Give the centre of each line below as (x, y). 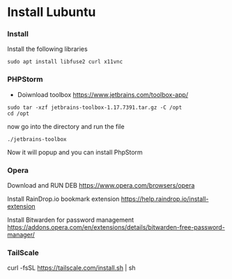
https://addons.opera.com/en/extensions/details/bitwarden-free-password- (116, 227)
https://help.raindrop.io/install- (165, 199)
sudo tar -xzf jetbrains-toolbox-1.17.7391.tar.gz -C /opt (95, 107)
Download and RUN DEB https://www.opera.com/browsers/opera (101, 186)
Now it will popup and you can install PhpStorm (75, 152)
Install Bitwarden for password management (71, 220)
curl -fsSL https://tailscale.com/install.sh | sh (71, 268)
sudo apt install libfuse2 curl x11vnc (65, 62)
